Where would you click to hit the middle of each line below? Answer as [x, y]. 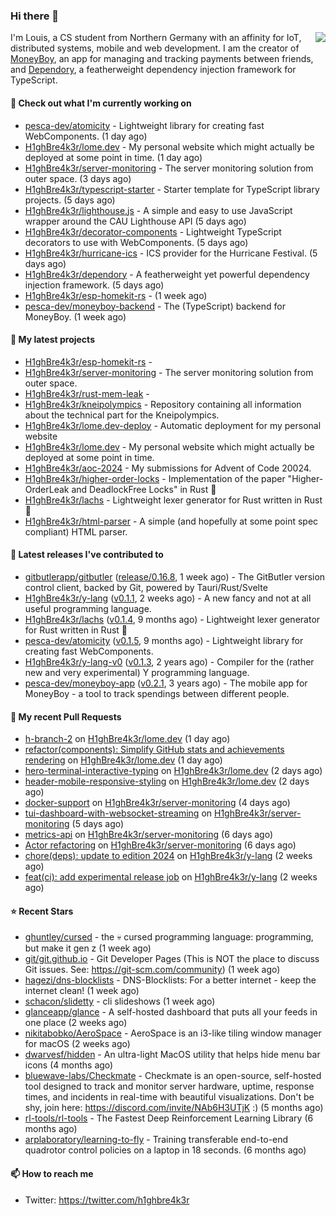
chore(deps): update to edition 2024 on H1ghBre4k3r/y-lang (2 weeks [168, 856]
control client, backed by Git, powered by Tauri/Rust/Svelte [146, 587]
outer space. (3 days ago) [78, 178]
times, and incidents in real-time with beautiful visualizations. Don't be [169, 1097]
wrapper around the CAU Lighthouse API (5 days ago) [135, 221]
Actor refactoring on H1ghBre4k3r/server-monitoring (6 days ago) [160, 845]
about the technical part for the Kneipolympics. [122, 415]
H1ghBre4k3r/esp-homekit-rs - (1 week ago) [116, 295]
